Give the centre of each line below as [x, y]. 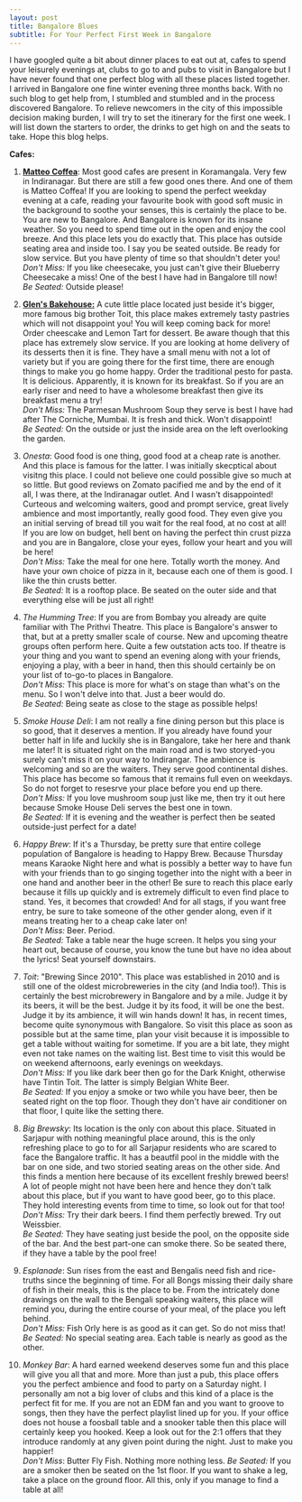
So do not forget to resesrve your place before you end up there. [142, 788]
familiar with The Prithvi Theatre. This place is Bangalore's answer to [150, 627]
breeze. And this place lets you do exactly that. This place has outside [152, 239]
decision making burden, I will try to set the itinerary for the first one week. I [150, 117]
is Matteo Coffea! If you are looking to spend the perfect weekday [145, 191]
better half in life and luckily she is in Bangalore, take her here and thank [156, 740]
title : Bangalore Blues [54, 26]
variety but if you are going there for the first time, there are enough [148, 362]
